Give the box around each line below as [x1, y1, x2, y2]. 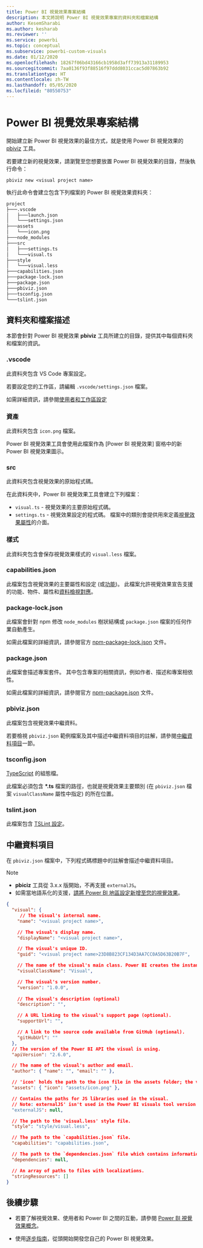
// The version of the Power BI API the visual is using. [11, 1046, 161, 1052]
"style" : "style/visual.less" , [11, 1124, 91, 1130]
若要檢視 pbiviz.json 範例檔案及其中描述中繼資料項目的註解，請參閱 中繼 [6, 732, 187, 739]
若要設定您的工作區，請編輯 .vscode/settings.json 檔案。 [6, 383, 151, 390]
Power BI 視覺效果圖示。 [6, 447, 68, 455]
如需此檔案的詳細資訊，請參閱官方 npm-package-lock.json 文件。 [6, 638, 170, 646]
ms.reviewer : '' [6, 32, 47, 38]
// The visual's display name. [17, 929, 96, 935]
